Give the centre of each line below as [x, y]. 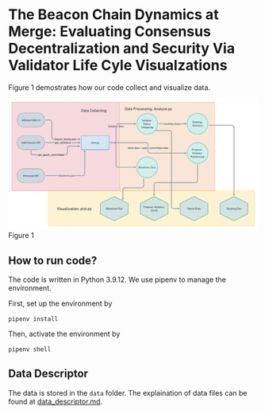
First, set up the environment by [60, 303]
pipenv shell [30, 350]
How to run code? [53, 260]
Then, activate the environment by [64, 334]
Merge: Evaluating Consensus [110, 31]
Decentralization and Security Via [122, 49]
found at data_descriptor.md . [56, 401]
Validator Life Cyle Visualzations [118, 66]
